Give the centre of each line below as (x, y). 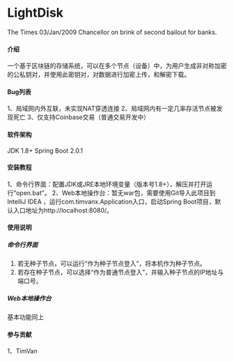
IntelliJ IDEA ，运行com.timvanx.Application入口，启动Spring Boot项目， (111, 201)
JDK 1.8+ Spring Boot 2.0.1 (45, 151)
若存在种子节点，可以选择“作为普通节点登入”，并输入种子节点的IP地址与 (120, 272)
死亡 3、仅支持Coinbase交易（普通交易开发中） (81, 117)
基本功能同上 (25, 317)
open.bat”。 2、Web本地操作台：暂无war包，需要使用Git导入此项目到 (116, 192)
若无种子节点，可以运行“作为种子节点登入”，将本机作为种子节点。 (112, 263)
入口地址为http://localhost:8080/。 (63, 210)
